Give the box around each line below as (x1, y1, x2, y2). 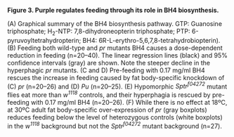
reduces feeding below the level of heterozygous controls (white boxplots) (7, 113, 223, 122)
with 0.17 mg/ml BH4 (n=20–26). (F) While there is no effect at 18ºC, (30, 98, 228, 107)
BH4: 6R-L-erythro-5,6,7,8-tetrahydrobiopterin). (82, 36, 221, 44)
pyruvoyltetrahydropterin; (7, 36, 82, 44)
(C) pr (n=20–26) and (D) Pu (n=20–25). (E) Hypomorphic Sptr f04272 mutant (7, 81, 228, 91)
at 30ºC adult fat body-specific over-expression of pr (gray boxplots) (7, 105, 207, 115)
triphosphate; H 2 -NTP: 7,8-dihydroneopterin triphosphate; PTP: (7, 27, 191, 37)
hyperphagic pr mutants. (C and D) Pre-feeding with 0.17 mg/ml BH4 (7, 66, 205, 74)
